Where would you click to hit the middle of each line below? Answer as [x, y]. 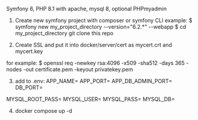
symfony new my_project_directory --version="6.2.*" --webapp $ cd [101, 27]
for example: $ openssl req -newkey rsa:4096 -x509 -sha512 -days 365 [96, 63]
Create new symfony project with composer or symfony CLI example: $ [104, 20]
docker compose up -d [43, 111]
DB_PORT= [29, 87]
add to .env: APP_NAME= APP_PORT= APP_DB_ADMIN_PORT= [94, 81]
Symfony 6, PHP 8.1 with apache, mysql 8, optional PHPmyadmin [87, 9]
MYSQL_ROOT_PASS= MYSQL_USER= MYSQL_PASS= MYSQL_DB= [91, 99]
